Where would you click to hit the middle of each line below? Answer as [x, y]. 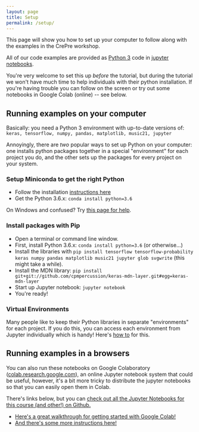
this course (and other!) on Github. [49, 405]
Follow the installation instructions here [63, 192]
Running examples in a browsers [68, 353]
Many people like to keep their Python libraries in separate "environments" [97, 322]
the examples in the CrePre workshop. [53, 46]
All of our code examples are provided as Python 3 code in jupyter [87, 58]
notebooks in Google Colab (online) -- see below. [66, 95]
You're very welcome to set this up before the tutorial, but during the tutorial [99, 76]
